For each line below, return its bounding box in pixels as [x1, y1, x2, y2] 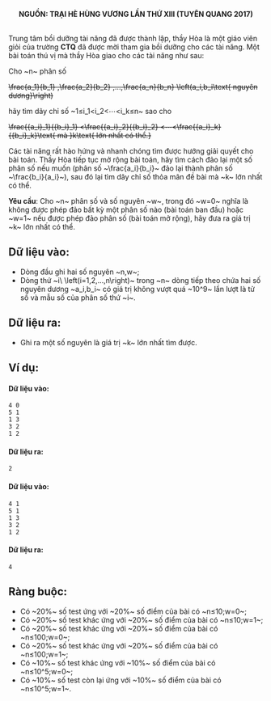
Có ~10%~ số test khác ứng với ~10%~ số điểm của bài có [19, 657, 216, 668]
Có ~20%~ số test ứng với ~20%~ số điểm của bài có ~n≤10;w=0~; [19, 606, 247, 616]
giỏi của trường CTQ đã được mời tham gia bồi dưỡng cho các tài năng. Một [8, 42, 260, 52]
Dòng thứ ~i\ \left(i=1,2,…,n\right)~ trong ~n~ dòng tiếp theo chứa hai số [19, 275, 261, 285]
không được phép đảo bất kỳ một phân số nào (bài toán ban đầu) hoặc [8, 205, 244, 214]
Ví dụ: [8, 361, 39, 375]
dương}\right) [8, 91, 54, 100]
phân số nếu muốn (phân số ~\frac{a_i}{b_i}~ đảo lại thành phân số [8, 163, 233, 173]
